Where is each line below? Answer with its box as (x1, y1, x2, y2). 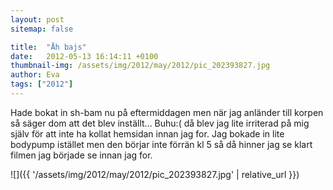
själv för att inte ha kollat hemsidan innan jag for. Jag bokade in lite (10, 127, 285, 140)
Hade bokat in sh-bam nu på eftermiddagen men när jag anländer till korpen (10, 106, 324, 118)
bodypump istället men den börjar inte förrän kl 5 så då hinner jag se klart (10, 138, 313, 150)
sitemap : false (10, 24, 74, 34)
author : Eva (10, 70, 60, 80)
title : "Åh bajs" (10, 42, 87, 52)
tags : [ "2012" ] (10, 79, 74, 90)
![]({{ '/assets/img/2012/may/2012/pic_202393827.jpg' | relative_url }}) (10, 168, 300, 180)
